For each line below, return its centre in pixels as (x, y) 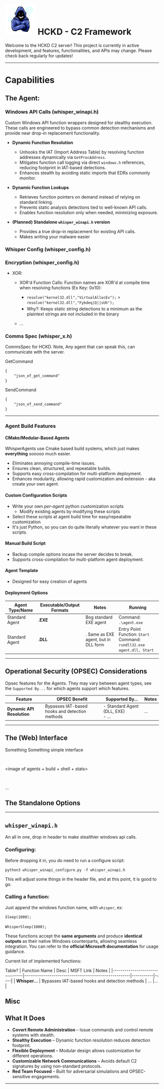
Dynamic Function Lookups (41, 187)
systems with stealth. (33, 1035)
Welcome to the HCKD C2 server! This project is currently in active (72, 45)
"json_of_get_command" (37, 376)
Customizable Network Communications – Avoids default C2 (74, 1061)
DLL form (95, 645)
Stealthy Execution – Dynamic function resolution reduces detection (81, 1040)
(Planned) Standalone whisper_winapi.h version (61, 222)
